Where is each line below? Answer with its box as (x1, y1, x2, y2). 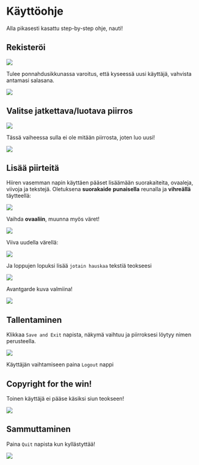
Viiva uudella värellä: (6, 239, 59, 246)
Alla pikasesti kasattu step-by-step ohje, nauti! (6, 25, 123, 32)
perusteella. (6, 338, 37, 345)
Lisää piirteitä (6, 162, 59, 173)
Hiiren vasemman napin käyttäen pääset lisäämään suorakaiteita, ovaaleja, (6, 179, 194, 186)
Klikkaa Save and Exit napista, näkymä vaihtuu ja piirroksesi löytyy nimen (6, 331, 192, 338)
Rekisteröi (6, 42, 46, 53)
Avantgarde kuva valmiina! (6, 285, 73, 293)
